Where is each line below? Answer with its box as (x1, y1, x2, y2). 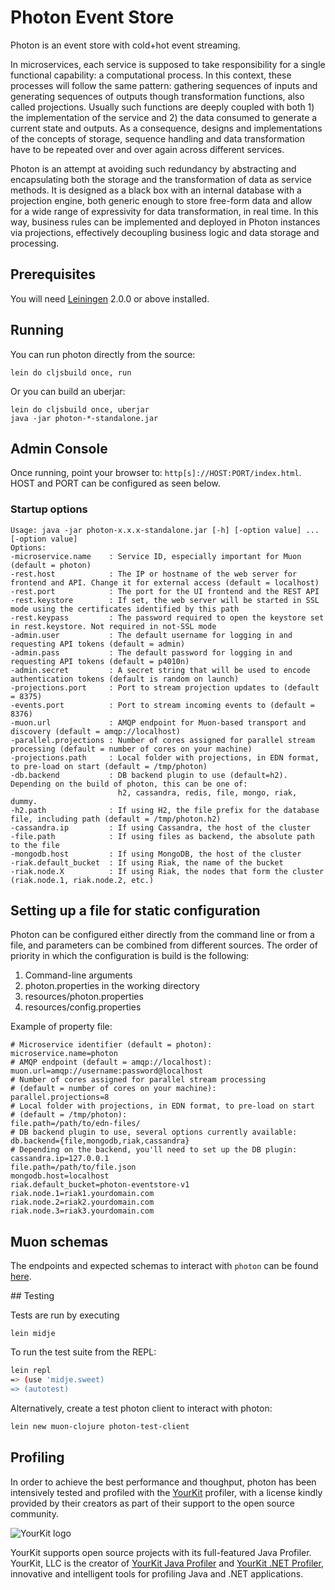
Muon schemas (10, 1233, 109, 1250)
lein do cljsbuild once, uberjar (10, 404, 150, 415)
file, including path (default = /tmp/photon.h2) (10, 814, 222, 824)
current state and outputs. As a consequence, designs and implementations (10, 122, 323, 134)
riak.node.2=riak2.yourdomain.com (10, 1197, 155, 1208)
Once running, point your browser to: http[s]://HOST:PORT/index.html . (10, 467, 302, 479)
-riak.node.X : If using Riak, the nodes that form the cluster (10, 866, 325, 876)
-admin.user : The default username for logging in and (10, 630, 293, 640)
